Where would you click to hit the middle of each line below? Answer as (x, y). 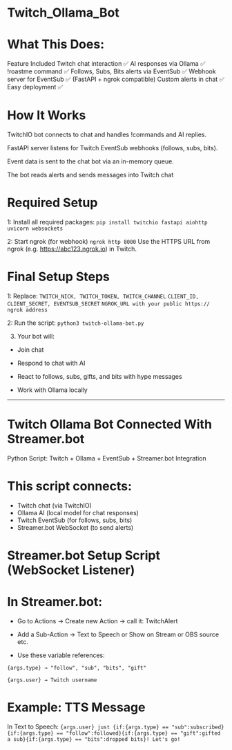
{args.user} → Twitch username (52, 680)
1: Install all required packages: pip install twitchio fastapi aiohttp (107, 222)
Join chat (30, 349)
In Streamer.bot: (55, 602)
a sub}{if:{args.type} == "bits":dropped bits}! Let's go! (94, 739)
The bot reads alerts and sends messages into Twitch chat (90, 175)
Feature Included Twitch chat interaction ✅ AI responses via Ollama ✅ (106, 64)
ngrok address (28, 310)
